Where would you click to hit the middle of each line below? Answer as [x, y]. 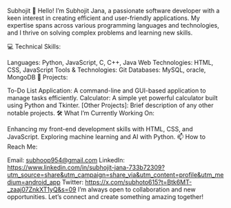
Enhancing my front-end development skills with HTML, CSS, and [100, 129]
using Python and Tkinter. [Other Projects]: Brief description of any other [110, 105]
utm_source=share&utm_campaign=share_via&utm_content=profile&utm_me [115, 175]
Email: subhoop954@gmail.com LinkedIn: [66, 160]
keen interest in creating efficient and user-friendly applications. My [103, 18]
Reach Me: [22, 146]
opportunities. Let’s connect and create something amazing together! [106, 197]
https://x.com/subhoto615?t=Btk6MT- [139, 182]
